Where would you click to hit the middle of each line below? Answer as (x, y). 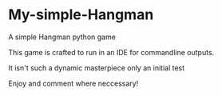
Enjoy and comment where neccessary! (73, 83)
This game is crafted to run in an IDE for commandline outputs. (111, 52)
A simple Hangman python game (62, 37)
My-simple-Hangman (81, 15)
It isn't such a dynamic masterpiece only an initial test (97, 68)
